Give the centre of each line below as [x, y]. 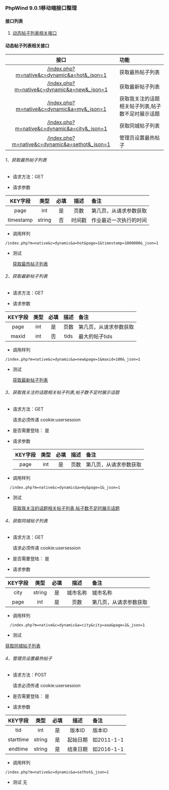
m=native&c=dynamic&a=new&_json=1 [61, 90]
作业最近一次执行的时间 [119, 220]
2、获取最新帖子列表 [26, 276]
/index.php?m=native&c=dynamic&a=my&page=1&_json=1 [65, 487]
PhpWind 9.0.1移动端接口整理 [41, 8]
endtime [18, 749]
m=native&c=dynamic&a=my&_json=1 [61, 109]
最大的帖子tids [95, 336]
